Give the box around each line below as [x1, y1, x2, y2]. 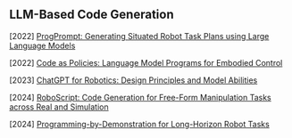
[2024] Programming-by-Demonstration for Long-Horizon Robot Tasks [9, 118, 270, 129]
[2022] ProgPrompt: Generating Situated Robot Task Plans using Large [9, 30, 270, 41]
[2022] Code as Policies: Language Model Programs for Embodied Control [9, 57, 283, 68]
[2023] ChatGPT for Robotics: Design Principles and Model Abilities [9, 75, 258, 85]
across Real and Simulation [9, 101, 109, 112]
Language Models [9, 40, 76, 51]
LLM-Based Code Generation [9, 7, 174, 22]
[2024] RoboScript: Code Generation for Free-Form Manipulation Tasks [9, 92, 272, 102]
